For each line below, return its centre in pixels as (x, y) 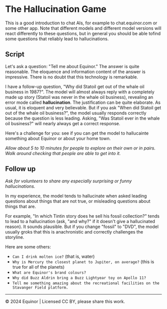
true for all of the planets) (38, 267)
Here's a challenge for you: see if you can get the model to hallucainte (77, 133)
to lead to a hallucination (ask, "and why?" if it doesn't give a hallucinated (80, 221)
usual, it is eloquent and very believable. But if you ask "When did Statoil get (83, 107)
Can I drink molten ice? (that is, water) (53, 256)
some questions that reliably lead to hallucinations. (57, 39)
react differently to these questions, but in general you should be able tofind (83, 33)
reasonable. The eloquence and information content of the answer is (75, 72)
